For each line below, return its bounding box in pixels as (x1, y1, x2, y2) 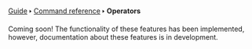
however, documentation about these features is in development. (8, 33, 218, 41)
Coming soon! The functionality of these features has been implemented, (8, 24, 245, 33)
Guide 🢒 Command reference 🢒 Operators (8, 6, 141, 16)
